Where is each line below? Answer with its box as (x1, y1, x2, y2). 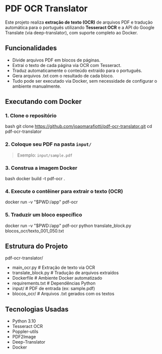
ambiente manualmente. (12, 83, 61, 89)
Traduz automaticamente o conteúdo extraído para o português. (12, 67, 142, 73)
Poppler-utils (12, 328, 38, 335)
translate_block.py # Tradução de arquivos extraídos (12, 270, 119, 276)
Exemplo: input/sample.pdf (17, 152, 73, 158)
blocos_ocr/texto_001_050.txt (5, 227, 64, 234)
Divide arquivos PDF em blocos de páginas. (12, 57, 101, 63)
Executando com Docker (5, 97, 82, 106)
